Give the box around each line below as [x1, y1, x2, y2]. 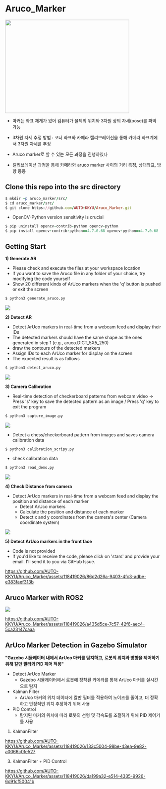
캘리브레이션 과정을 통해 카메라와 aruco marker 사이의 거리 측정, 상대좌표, [12, 162, 156, 168]
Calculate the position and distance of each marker [19, 509, 124, 515]
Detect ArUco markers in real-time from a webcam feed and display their [12, 324, 162, 330]
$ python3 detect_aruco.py [5, 365, 61, 370]
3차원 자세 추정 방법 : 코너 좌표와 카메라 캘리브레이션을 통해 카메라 [12, 134, 141, 140]
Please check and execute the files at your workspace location [12, 265, 141, 271]
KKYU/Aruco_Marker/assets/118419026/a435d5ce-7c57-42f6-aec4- [5, 621, 145, 627]
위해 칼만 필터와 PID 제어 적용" [5, 661, 64, 667]
